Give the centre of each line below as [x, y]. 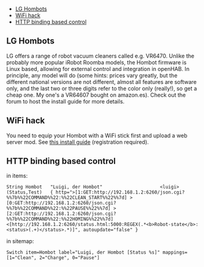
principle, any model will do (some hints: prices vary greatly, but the [92, 75]
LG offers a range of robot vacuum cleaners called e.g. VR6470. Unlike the [100, 56]
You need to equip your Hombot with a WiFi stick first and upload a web [97, 135]
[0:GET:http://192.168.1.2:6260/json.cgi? [61, 203]
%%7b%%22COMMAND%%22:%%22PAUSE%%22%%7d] [59, 209]
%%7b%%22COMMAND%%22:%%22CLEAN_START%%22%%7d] [67, 198]
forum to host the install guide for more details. [66, 101]
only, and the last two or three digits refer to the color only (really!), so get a [102, 88]
